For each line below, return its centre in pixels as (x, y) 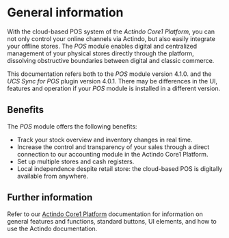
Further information (50, 197)
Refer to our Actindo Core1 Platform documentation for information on (105, 214)
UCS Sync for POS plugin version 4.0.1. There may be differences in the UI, (112, 81)
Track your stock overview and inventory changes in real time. (105, 140)
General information (65, 13)
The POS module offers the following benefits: (72, 126)
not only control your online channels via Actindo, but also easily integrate (111, 38)
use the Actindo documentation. (52, 228)
